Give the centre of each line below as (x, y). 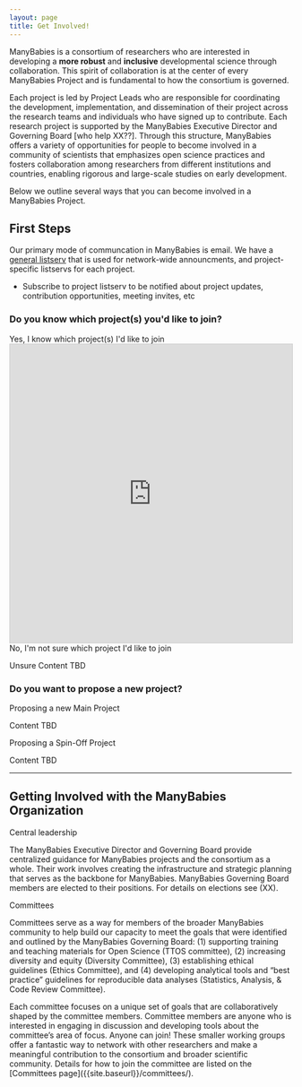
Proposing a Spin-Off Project (63, 742)
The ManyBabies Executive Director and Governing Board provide (131, 850)
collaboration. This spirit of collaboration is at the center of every (129, 70)
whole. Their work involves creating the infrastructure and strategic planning (151, 868)
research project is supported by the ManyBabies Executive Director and (143, 125)
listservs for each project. (88, 269)
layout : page (34, 17)
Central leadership (43, 832)
